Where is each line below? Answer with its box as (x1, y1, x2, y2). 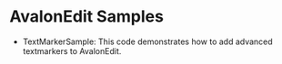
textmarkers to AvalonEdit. (22, 45, 122, 56)
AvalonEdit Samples (9, 6, 164, 27)
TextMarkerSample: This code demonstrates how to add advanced (22, 36, 273, 47)
